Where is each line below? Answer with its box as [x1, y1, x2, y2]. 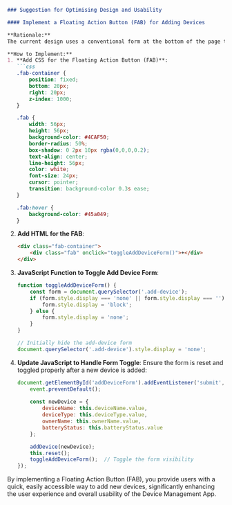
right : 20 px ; [28, 89, 67, 96]
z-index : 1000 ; [28, 96, 72, 103]
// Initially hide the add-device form [17, 339, 133, 346]
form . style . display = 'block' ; [42, 301, 133, 308]
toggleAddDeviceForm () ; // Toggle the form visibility [30, 456, 194, 463]
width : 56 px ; [28, 121, 67, 128]
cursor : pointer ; [28, 179, 79, 186]
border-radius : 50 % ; [28, 140, 88, 147]
